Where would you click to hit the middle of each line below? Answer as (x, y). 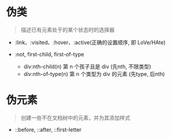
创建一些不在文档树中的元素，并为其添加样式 (75, 118)
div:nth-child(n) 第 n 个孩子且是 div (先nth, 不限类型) (87, 67)
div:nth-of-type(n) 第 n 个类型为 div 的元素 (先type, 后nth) (94, 74)
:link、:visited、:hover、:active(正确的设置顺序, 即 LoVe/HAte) (90, 42)
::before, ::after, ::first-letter (48, 129)
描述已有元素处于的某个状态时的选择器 (67, 30)
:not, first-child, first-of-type (49, 54)
